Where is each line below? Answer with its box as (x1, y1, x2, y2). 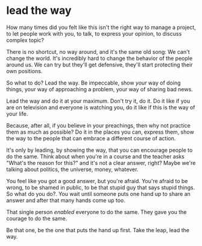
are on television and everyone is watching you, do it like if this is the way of (6, 103, 195, 111)
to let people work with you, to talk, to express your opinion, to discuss (6, 30, 182, 37)
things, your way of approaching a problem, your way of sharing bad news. (6, 85, 193, 92)
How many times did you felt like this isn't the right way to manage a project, (6, 24, 196, 31)
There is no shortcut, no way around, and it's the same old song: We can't (6, 48, 190, 55)
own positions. (6, 67, 43, 74)
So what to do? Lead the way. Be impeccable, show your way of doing (6, 79, 181, 86)
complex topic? (6, 36, 45, 44)
